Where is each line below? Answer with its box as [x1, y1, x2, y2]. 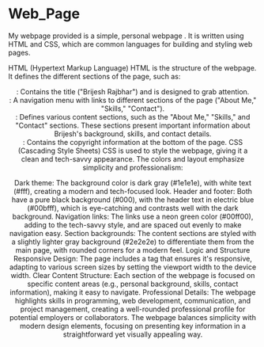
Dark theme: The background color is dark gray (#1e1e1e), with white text [14, 177, 251, 187]
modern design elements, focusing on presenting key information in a [19, 321, 247, 330]
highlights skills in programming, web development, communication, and [14, 296, 251, 305]
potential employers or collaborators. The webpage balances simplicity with [9, 312, 257, 322]
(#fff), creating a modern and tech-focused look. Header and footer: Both [13, 186, 253, 196]
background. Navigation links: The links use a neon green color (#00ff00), [12, 212, 254, 221]
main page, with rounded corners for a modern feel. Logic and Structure [15, 245, 251, 254]
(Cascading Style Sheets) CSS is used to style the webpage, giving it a [17, 146, 248, 155]
